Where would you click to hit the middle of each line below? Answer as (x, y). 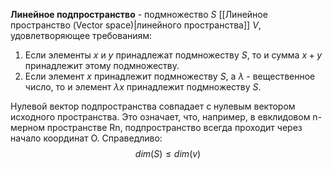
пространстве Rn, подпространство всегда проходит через (174, 127)
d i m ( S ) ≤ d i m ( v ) (168, 153)
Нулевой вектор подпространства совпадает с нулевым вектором (153, 106)
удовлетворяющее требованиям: (81, 35)
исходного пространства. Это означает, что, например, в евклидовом (160, 117)
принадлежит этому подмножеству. (102, 65)
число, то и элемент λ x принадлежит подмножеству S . (143, 87)
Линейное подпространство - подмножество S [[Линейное (139, 14)
